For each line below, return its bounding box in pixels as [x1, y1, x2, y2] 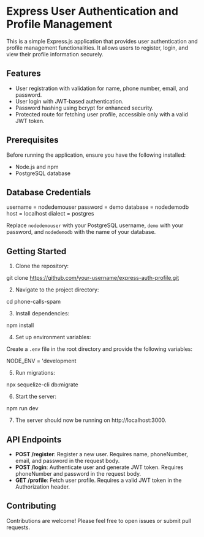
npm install [6, 321, 34, 329]
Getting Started [6, 246, 67, 257]
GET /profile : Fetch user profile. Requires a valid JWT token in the [15, 476, 182, 484]
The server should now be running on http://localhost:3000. [15, 416, 167, 424]
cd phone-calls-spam [6, 298, 61, 306]
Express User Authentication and [6, 4, 179, 18]
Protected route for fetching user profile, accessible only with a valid [15, 110, 189, 118]
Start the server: [15, 393, 57, 400]
